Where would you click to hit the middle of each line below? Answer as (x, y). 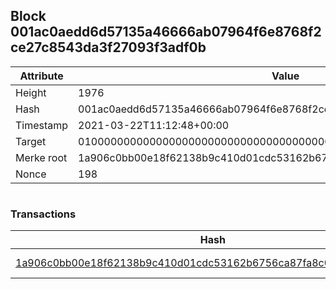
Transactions (43, 214)
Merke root (41, 157)
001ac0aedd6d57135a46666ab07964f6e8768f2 (166, 32)
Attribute (41, 76)
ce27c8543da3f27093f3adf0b (108, 47)
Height (31, 92)
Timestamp (42, 125)
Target (31, 141)
